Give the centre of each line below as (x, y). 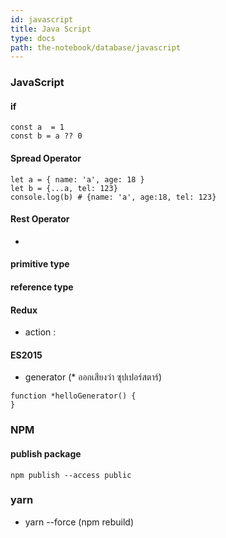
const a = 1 (37, 127)
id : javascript (42, 19)
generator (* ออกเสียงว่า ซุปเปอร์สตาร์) (93, 377)
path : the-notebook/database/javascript (96, 47)
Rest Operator (40, 219)
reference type (42, 287)
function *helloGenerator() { (73, 396)
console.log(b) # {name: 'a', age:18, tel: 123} (113, 197)
